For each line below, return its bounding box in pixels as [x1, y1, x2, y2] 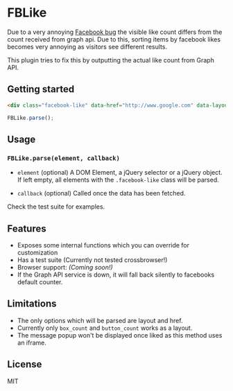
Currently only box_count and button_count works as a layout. [17, 324, 193, 332]
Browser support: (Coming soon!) [17, 263, 113, 271]
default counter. [17, 278, 63, 286]
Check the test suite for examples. [7, 202, 105, 211]
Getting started [7, 83, 75, 95]
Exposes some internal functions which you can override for [17, 241, 189, 249]
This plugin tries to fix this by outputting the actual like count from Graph [7, 55, 215, 64]
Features [7, 223, 46, 234]
